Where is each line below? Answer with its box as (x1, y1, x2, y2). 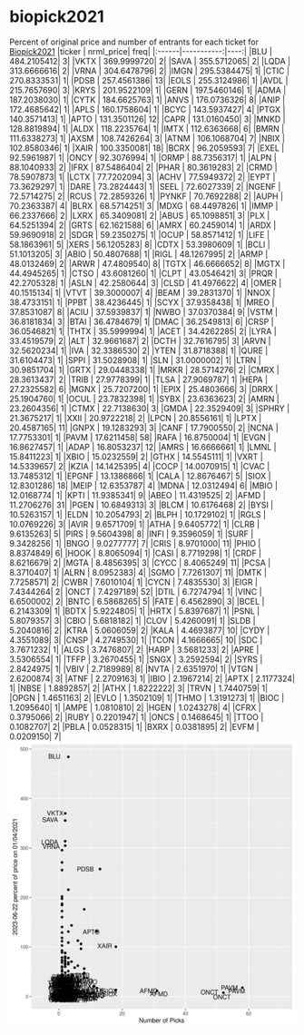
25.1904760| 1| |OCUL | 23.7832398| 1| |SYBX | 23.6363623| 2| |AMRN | (9, 393, 279, 404)
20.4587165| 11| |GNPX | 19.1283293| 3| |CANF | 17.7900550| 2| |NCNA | (9, 422, 279, 433)
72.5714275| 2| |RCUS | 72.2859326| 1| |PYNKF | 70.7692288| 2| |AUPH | (9, 191, 284, 202)
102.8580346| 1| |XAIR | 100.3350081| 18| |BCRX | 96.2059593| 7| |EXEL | (9, 143, 285, 153)
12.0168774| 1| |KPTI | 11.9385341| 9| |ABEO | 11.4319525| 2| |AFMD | (9, 489, 266, 500)
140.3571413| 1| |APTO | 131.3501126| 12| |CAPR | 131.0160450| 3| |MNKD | (9, 113, 286, 124)
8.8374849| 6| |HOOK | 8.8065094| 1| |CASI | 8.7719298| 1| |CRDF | (9, 547, 262, 558)
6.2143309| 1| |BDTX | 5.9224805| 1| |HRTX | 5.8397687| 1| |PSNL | (9, 606, 260, 616)
